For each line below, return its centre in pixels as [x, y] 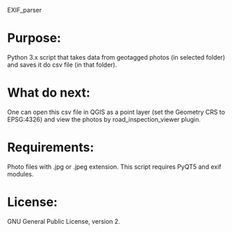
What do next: [49, 93]
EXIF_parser [25, 10]
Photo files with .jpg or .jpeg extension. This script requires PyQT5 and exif [114, 167]
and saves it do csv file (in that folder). [62, 65]
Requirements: [51, 148]
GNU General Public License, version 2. [64, 221]
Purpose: [34, 38]
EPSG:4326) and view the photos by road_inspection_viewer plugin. [104, 119]
